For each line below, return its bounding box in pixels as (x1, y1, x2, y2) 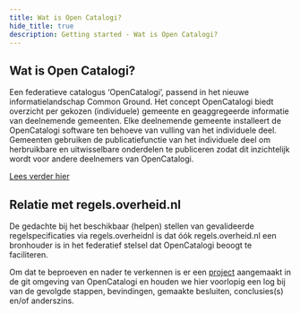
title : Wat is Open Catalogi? (9, 13, 123, 22)
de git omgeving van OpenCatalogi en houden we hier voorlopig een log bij (9, 276, 287, 287)
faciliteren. (9, 249, 49, 260)
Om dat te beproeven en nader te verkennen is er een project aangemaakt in (9, 266, 291, 277)
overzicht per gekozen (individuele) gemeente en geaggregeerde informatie (9, 106, 289, 117)
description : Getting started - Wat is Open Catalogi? (9, 30, 219, 39)
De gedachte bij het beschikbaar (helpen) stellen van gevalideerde (9, 221, 255, 231)
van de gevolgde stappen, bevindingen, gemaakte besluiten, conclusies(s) (9, 286, 284, 296)
